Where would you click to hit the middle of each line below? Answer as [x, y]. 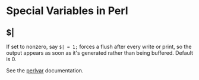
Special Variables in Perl [67, 11]
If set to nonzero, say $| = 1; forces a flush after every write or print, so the [99, 46]
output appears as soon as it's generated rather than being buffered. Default [99, 53]
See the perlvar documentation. [45, 71]
